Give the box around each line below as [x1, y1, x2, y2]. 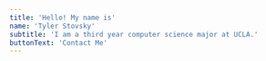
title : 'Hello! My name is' [9, 13, 117, 22]
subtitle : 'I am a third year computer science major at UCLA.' [9, 30, 259, 39]
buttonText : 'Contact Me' [9, 38, 107, 48]
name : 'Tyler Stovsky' [9, 22, 96, 30]
